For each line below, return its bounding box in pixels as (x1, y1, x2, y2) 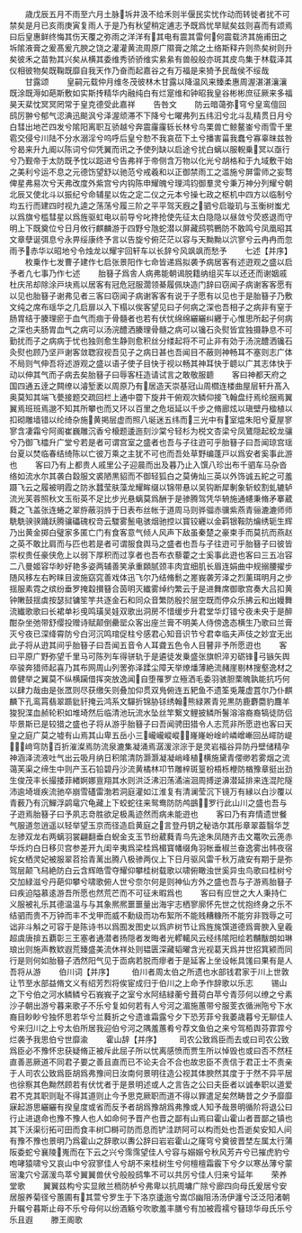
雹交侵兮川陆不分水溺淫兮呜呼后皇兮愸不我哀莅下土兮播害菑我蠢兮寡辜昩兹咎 (9, 132, 293, 143)
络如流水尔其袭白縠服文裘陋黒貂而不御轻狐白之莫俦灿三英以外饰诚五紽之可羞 (9, 470, 293, 481)
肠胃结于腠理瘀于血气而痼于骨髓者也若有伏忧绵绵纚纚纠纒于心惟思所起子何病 (9, 313, 293, 324)
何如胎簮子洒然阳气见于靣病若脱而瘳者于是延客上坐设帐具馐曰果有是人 (32, 955, 293, 965)
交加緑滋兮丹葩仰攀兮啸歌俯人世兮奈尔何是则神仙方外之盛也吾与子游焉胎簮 (9, 876, 285, 887)
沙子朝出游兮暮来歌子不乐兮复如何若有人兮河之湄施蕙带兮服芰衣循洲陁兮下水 (9, 1000, 293, 1010)
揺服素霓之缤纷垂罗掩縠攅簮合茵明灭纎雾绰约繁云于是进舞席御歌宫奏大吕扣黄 (9, 583, 293, 594)
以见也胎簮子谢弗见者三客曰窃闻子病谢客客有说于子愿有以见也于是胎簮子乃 (9, 290, 285, 301)
